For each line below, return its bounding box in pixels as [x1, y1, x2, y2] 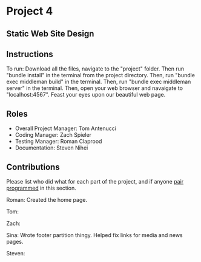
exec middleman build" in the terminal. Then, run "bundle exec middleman [6, 78, 191, 86]
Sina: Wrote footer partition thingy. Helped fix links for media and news [6, 232, 183, 239]
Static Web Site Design [6, 29, 94, 39]
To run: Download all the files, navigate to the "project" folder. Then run [6, 65, 185, 72]
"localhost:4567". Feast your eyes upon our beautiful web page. [6, 91, 166, 98]
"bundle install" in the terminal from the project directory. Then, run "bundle [6, 72, 196, 79]
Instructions [6, 49, 53, 59]
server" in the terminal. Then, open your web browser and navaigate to [6, 84, 183, 92]
